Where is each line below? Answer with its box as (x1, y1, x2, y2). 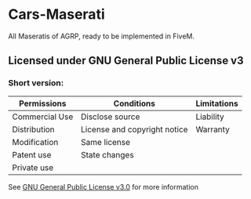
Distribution (12, 124, 55, 135)
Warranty (195, 124, 230, 135)
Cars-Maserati (8, 5, 105, 24)
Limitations (195, 98, 238, 109)
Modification (12, 136, 59, 147)
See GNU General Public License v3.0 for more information (8, 182, 198, 191)
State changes (81, 149, 135, 160)
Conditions (113, 98, 155, 109)
